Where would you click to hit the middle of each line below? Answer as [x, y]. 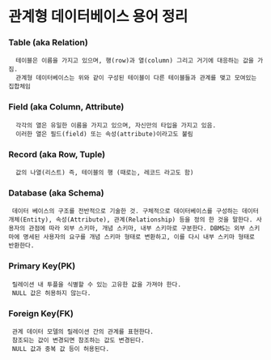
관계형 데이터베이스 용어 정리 [98, 17]
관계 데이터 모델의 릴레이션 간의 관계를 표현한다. [83, 332]
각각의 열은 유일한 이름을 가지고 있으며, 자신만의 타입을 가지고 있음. [116, 125]
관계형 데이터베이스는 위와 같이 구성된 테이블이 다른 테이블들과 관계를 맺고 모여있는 [136, 78]
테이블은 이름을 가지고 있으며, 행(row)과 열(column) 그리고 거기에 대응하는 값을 [135, 61]
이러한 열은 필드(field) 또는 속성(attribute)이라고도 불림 [104, 134]
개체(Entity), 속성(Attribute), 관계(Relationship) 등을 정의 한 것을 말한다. [131, 220]
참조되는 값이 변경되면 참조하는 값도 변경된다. [78, 340]
